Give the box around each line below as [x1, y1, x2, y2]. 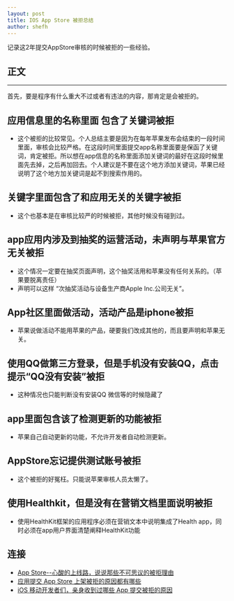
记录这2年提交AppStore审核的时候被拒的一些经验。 [7, 43, 155, 52]
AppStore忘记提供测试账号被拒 [7, 455, 141, 467]
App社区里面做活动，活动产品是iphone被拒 [7, 306, 194, 318]
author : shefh [7, 23, 49, 30]
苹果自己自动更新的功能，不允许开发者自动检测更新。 [17, 433, 171, 441]
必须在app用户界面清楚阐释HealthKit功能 [23, 526, 141, 534]
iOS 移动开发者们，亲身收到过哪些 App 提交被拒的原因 [17, 586, 173, 594]
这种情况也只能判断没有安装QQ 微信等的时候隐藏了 [17, 390, 164, 399]
